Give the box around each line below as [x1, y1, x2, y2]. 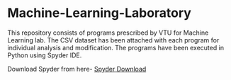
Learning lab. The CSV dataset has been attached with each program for [7, 35, 220, 44]
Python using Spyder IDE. [7, 51, 82, 59]
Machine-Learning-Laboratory [7, 5, 191, 21]
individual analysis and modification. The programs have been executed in [7, 43, 225, 52]
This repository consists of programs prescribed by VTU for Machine [7, 28, 209, 37]
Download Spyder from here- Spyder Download [7, 64, 147, 73]
